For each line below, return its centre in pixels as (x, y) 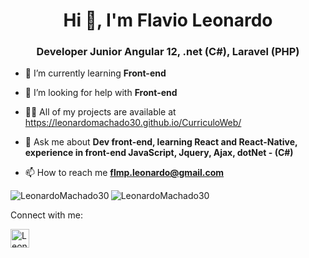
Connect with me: (46, 215)
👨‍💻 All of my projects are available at (100, 112)
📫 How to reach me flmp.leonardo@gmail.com (124, 173)
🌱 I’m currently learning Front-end (95, 73)
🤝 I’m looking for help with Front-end (101, 93)
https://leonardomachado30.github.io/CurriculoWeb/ (133, 123)
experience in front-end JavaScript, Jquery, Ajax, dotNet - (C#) (159, 153)
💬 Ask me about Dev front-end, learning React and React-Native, (161, 142)
